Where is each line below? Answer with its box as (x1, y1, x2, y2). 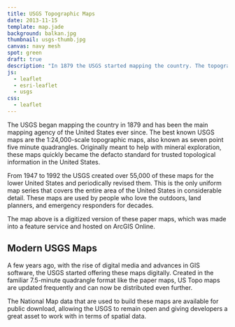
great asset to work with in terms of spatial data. (7, 312, 147, 320)
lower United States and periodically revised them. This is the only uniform (7, 179, 222, 187)
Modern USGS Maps (7, 242, 98, 254)
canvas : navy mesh (7, 43, 61, 50)
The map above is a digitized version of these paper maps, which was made (7, 214, 227, 223)
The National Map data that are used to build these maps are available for (7, 297, 219, 305)
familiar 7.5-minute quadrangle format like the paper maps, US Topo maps (7, 276, 220, 284)
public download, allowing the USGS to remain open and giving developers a (7, 304, 228, 312)
